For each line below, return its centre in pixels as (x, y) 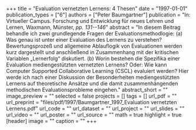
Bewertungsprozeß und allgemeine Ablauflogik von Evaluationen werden (94, 46)
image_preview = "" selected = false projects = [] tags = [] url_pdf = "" (92, 96)
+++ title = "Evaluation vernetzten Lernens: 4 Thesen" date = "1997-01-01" (97, 9)
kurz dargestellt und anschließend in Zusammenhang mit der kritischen (92, 52)
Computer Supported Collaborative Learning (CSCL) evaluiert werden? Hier (98, 71)
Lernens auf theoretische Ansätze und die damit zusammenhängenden (92, 84)
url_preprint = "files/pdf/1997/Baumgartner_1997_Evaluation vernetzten (92, 102)
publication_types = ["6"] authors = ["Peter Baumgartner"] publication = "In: (98, 15)
